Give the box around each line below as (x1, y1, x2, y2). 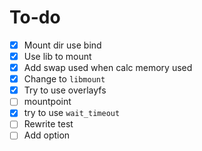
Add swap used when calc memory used (23, 62, 193, 74)
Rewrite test (23, 118, 74, 130)
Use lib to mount (23, 51, 92, 62)
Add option (23, 129, 71, 141)
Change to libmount (23, 73, 106, 85)
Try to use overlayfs (23, 84, 107, 96)
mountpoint (23, 96, 72, 108)
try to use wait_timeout (23, 107, 121, 119)
